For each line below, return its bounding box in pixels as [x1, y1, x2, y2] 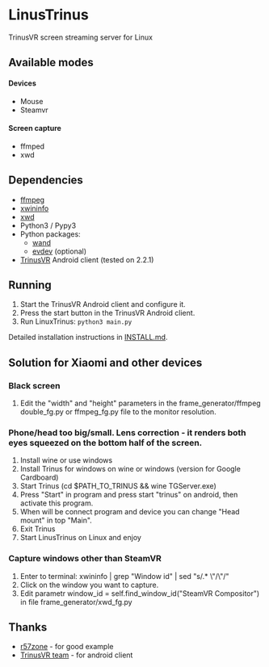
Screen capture [8, 124, 62, 133]
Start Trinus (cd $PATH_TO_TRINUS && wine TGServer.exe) [19, 481, 216, 491]
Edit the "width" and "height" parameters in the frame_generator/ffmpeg [19, 398, 261, 409]
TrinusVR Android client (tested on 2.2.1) [19, 254, 154, 264]
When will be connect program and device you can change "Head [19, 507, 240, 517]
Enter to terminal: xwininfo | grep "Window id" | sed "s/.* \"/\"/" [19, 571, 229, 581]
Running [8, 278, 53, 292]
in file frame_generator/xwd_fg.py [19, 597, 132, 606]
